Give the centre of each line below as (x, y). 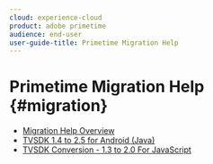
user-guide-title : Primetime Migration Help (94, 43)
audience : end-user (46, 34)
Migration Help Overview (68, 131)
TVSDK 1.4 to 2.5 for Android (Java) (89, 141)
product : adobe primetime (58, 26)
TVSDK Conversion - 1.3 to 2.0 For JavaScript (106, 150)
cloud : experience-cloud (56, 17)
